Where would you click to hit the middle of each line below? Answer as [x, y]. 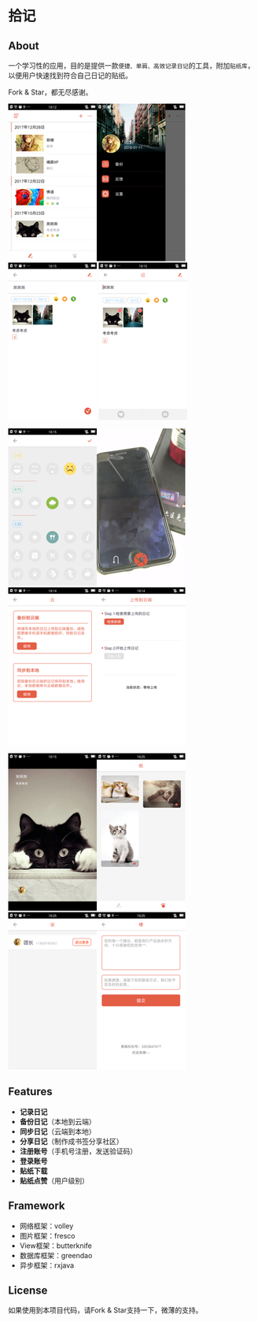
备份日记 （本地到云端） [57, 1121]
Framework [37, 1206]
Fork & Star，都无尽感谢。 [50, 92]
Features [30, 1092]
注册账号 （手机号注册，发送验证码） [78, 1151]
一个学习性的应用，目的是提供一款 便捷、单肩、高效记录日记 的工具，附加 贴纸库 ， [131, 65]
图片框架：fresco [47, 1235]
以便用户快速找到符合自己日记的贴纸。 [70, 75]
